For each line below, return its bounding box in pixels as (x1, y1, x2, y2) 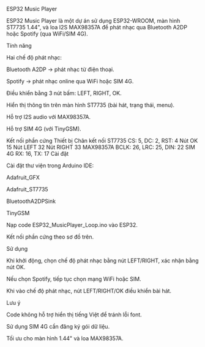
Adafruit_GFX (6, 174, 40, 181)
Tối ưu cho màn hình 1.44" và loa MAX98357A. (6, 335, 124, 342)
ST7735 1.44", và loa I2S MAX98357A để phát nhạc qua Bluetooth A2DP (6, 24, 188, 31)
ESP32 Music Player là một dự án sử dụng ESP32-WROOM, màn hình (6, 17, 181, 24)
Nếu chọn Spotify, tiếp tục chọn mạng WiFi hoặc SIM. (6, 275, 142, 283)
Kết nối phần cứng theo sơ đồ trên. (6, 233, 94, 240)
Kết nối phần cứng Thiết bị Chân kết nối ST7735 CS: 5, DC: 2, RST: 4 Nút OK (6, 137, 198, 144)
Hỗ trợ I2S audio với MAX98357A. (6, 113, 91, 120)
